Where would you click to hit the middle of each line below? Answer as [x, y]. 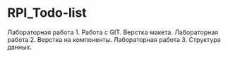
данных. [19, 47]
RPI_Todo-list [47, 13]
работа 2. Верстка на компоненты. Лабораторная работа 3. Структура [114, 39]
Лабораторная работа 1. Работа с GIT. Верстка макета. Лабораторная [113, 32]
